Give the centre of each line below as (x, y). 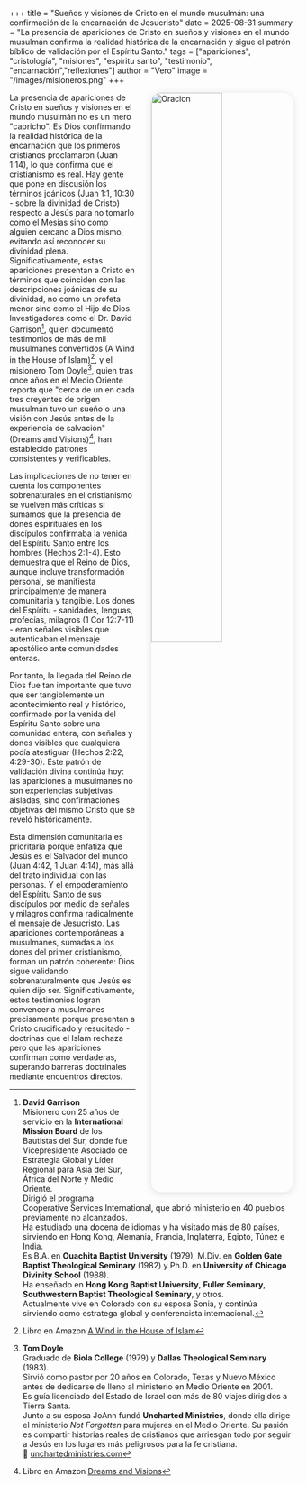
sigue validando (39, 971)
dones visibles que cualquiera (65, 742)
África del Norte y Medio (68, 1179)
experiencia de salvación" (58, 428)
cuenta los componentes (55, 485)
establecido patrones (49, 448)
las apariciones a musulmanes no (71, 780)
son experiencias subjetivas (61, 790)
